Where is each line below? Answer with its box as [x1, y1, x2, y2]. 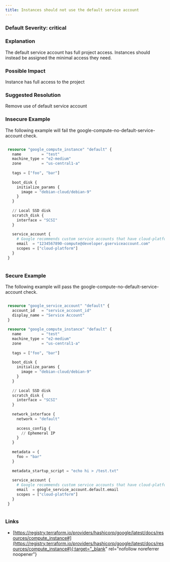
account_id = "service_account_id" [12, 308, 92, 313]
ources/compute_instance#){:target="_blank [12, 546, 106, 552]
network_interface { [12, 412, 56, 417]
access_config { [16, 426, 51, 431]
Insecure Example [5, 116, 51, 123]
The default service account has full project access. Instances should [5, 49, 150, 55]
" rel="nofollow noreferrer [105, 546, 159, 552]
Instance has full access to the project [5, 79, 85, 85]
